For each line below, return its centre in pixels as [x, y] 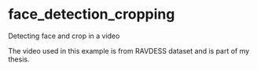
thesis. [19, 59]
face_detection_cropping [92, 14]
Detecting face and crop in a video [64, 36]
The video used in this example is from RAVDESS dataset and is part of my [129, 51]
